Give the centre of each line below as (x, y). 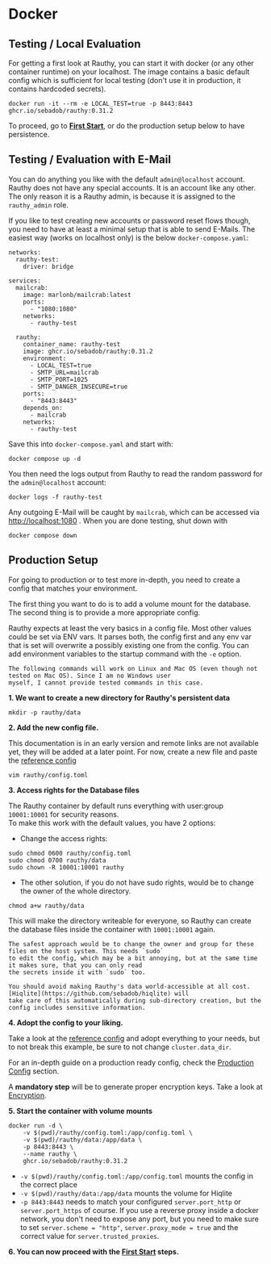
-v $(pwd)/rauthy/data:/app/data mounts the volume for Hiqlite (126, 1193)
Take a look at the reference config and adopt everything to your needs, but (134, 1038)
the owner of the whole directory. (75, 891)
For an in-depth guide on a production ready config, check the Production (131, 1062)
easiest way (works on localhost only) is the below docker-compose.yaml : (128, 237)
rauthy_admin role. (38, 205)
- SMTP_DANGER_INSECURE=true (79, 387)
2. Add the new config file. (54, 727)
